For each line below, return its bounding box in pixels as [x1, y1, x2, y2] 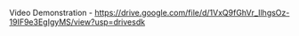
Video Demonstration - [9, 8, 93, 18]
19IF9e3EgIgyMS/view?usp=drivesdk [9, 17, 145, 27]
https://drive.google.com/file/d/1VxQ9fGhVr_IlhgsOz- [94, 8, 290, 18]
